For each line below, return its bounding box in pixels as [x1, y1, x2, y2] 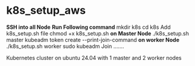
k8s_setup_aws [6, 4, 86, 17]
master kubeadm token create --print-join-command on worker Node [6, 36, 180, 43]
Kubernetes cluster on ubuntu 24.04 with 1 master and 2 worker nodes [6, 54, 182, 61]
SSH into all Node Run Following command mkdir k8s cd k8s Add [6, 23, 171, 31]
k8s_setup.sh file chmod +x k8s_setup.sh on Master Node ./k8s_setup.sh [6, 29, 189, 37]
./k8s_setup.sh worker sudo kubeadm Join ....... [6, 43, 124, 50]
